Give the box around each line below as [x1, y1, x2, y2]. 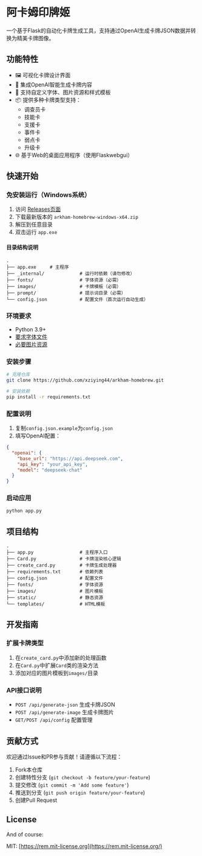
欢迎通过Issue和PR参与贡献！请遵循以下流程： [6, 753, 123, 760]
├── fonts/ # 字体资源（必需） [6, 277, 121, 283]
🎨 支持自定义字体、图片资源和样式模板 [15, 88, 111, 96]
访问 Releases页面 [15, 205, 61, 213]
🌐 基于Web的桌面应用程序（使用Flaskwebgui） [15, 151, 133, 158]
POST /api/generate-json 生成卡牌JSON [15, 701, 115, 709]
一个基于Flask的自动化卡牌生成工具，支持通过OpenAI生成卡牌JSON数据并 [6, 27, 191, 34]
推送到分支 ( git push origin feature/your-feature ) [15, 788, 146, 796]
